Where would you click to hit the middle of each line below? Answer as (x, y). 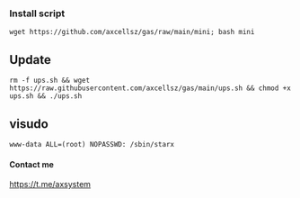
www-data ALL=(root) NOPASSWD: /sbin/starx (92, 144)
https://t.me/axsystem (50, 184)
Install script (37, 13)
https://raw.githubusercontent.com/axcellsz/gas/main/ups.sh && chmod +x (150, 88)
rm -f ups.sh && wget (50, 81)
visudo (29, 124)
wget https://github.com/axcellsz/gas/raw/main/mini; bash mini (132, 32)
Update (31, 60)
